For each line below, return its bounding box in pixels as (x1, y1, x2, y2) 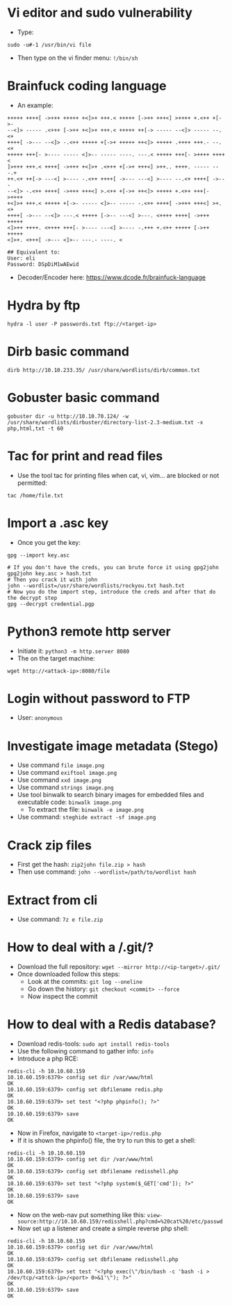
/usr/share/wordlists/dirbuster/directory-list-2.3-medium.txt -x (7, 419, 204, 426)
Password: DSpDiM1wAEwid (7, 261, 79, 268)
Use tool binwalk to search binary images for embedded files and (17, 791, 204, 799)
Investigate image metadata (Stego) (7, 738, 219, 754)
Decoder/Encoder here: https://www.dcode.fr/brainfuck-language (17, 273, 206, 281)
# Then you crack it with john (7, 576, 98, 583)
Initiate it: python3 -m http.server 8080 (17, 647, 130, 655)
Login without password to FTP (7, 690, 191, 706)
